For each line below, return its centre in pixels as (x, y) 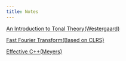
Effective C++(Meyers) (34, 52)
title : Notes (22, 12)
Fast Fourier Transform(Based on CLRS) (55, 40)
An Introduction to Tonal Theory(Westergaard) (63, 28)
